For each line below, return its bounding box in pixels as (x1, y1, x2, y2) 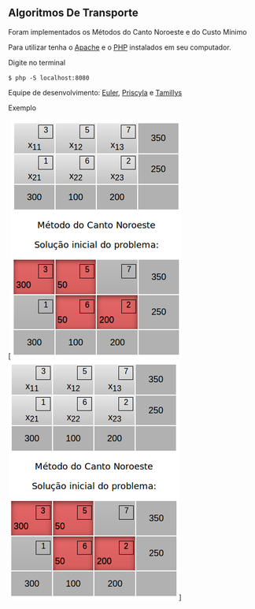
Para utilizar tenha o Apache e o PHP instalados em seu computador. (8, 43, 231, 52)
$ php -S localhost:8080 (8, 74, 90, 82)
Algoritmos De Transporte (8, 6, 139, 20)
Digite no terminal (8, 58, 65, 67)
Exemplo (8, 102, 37, 113)
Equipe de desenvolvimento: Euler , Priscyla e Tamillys (8, 87, 183, 97)
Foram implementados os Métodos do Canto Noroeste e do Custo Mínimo (8, 27, 247, 36)
